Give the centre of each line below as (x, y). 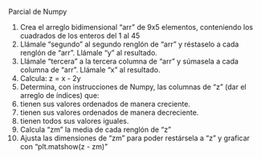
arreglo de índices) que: (59, 95)
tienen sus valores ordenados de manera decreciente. (109, 112)
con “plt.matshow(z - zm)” (64, 147)
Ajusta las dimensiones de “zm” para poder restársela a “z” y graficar (135, 138)
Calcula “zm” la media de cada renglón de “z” (95, 129)
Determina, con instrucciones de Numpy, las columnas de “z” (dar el (133, 87)
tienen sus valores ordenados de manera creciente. (105, 104)
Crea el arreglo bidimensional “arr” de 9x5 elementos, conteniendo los (137, 27)
